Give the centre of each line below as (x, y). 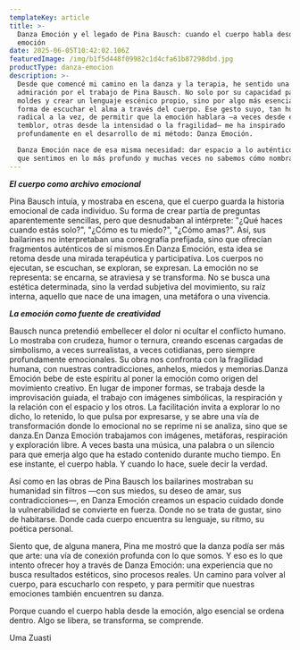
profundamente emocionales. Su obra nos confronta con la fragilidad (136, 359)
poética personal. (42, 528)
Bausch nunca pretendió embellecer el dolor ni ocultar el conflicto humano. (148, 331)
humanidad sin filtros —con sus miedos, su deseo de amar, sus (125, 490)
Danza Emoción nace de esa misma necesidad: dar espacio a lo (135, 150)
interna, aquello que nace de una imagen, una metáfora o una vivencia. (140, 296)
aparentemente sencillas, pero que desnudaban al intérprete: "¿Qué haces (146, 220)
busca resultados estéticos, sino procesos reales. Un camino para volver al (147, 574)
